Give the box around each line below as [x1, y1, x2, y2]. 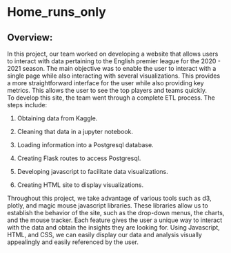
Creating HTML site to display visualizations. [17, 181, 144, 189]
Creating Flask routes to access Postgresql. [17, 154, 141, 162]
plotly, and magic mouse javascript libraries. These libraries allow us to [7, 201, 208, 210]
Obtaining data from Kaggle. [17, 114, 98, 122]
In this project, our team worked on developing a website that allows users [7, 49, 219, 58]
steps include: [7, 101, 47, 109]
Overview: [7, 32, 53, 43]
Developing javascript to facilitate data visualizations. [17, 168, 168, 175]
